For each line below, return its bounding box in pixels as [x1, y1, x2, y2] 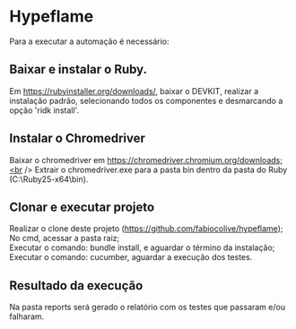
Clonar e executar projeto [9, 199, 155, 214]
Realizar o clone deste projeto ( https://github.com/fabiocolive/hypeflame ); [9, 223, 283, 234]
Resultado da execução [9, 278, 144, 293]
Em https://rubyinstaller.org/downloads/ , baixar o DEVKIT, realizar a [9, 85, 259, 96]
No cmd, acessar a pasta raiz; [9, 233, 120, 244]
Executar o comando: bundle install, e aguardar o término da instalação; [9, 242, 275, 253]
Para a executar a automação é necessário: [9, 36, 170, 47]
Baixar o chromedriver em [9, 154, 106, 165]
